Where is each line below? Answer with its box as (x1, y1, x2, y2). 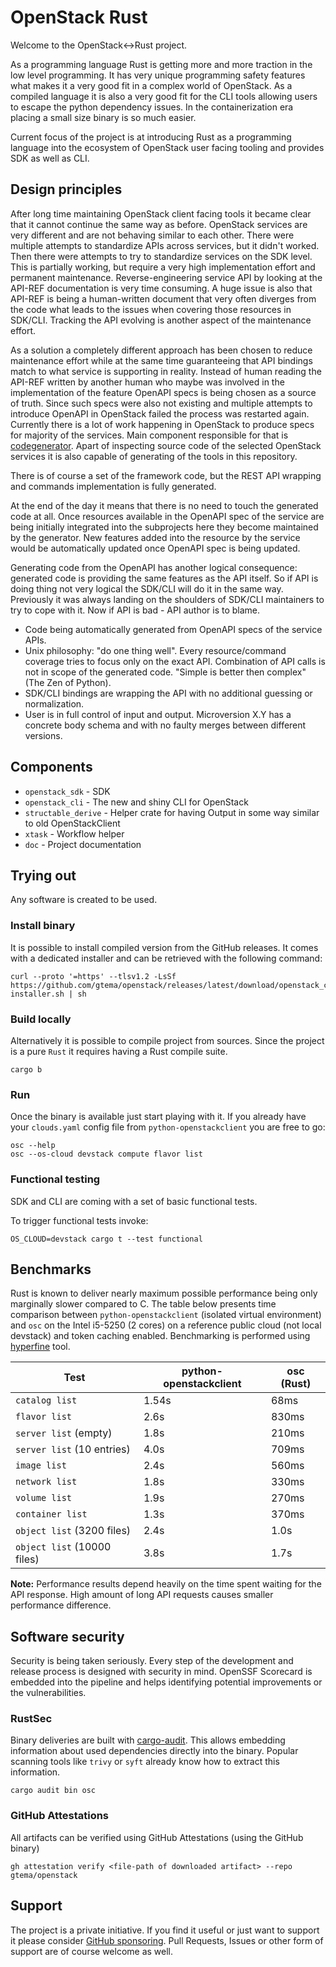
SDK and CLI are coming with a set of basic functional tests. (10, 1195, 258, 1207)
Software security (10, 1628, 125, 1645)
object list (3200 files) (15, 1524, 132, 1538)
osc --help (10, 1141, 56, 1151)
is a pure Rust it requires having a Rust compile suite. (10, 1045, 228, 1057)
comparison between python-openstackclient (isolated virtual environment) (10, 1309, 322, 1321)
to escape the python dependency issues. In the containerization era (10, 101, 294, 113)
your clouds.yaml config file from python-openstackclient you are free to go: (10, 1121, 326, 1133)
